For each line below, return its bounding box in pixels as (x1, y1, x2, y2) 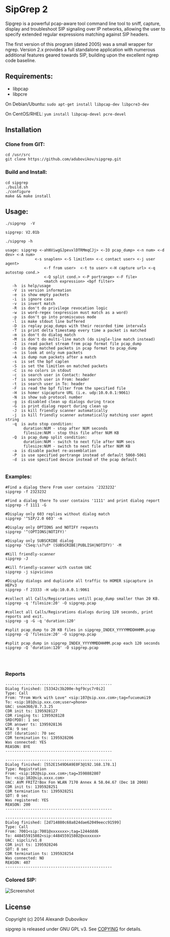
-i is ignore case (12, 296, 53, 301)
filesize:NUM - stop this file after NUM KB (23, 430, 119, 435)
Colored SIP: (5, 876, 37, 884)
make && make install (5, 194, 51, 199)
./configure (5, 189, 30, 194)
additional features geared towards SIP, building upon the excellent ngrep (5, 52, 159, 58)
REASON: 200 (5, 802, 30, 808)
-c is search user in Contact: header (12, 372, 96, 377)
